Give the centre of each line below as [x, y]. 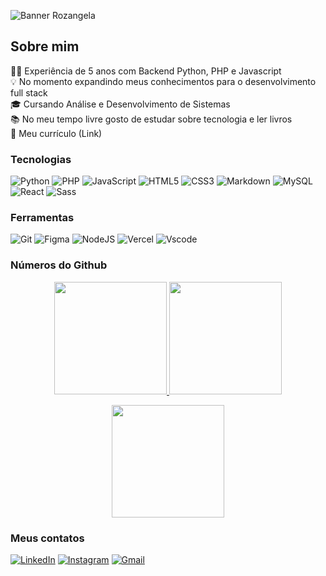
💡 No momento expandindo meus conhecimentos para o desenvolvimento [163, 81]
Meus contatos [47, 538]
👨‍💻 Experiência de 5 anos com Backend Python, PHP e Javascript [146, 71]
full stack [29, 92]
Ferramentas [42, 218]
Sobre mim [45, 46]
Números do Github [59, 265]
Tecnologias [41, 159]
